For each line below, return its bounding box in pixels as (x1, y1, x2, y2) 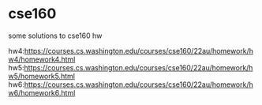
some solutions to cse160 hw (8, 31, 103, 40)
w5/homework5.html (8, 71, 75, 81)
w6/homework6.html (8, 88, 76, 97)
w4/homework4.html (8, 54, 76, 64)
